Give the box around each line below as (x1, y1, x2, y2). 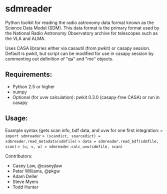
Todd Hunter (12, 183, 39, 190)
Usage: (5, 114, 28, 122)
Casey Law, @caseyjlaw (12, 162, 62, 168)
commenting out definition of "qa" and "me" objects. (5, 55, 113, 61)
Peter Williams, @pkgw (12, 168, 60, 174)
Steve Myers (12, 178, 38, 184)
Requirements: (5, 70, 52, 79)
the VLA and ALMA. (5, 35, 46, 41)
